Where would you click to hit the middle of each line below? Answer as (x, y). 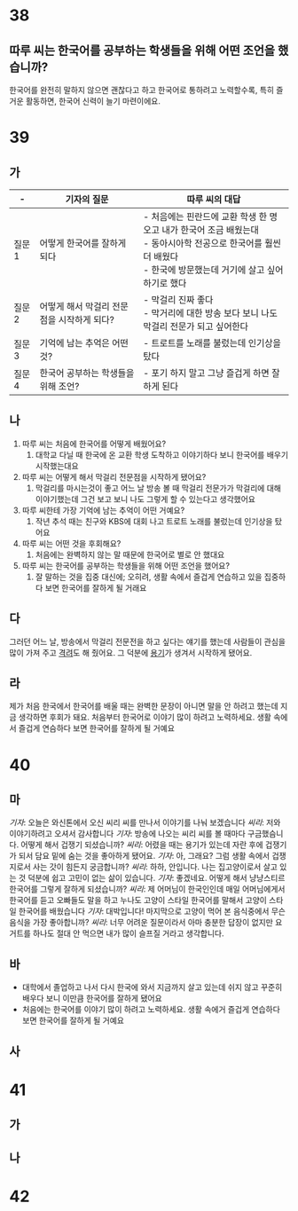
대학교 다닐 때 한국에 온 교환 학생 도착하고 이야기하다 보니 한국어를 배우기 (162, 454)
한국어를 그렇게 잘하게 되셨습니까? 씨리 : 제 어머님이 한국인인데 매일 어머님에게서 (147, 889)
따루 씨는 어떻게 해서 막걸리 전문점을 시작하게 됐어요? (114, 476)
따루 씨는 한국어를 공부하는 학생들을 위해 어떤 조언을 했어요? (126, 565)
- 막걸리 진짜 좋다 (178, 300)
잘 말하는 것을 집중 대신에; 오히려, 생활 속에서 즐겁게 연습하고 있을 (149, 577)
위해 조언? (59, 386)
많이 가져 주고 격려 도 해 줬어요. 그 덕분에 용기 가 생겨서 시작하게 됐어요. (131, 652)
